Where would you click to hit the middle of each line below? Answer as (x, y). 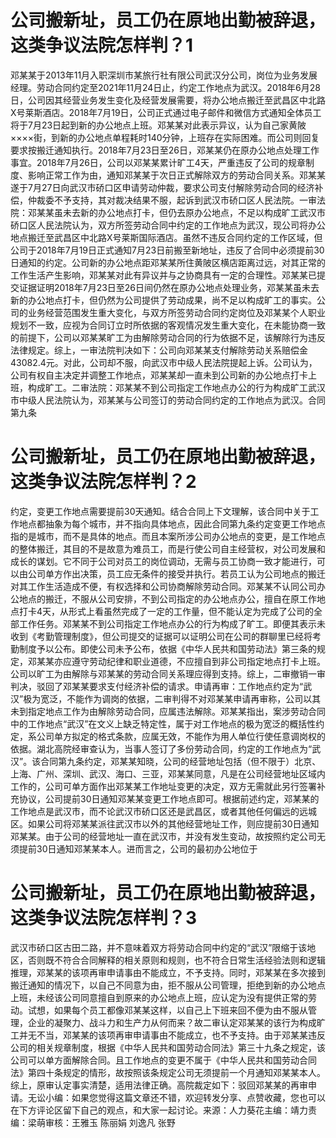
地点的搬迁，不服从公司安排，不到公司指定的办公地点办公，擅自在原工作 (167, 598)
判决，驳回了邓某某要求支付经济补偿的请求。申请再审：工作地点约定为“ (157, 686)
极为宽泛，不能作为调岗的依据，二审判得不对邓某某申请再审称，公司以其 (172, 698)
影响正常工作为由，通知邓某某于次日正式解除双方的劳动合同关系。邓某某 (176, 175)
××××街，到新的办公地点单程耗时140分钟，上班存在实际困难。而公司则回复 (165, 137)
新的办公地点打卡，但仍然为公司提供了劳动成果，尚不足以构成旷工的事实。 (163, 300)
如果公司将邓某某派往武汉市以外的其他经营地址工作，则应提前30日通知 (173, 823)
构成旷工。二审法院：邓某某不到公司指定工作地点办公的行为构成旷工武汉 (176, 387)
